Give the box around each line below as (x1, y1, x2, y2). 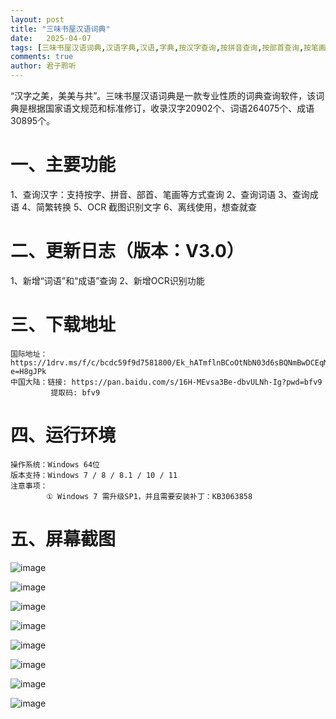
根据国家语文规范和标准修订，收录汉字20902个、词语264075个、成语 (27, 102, 315, 114)
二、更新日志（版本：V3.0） (10, 240, 245, 263)
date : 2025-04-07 (10, 33, 92, 43)
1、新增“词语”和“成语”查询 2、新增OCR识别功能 (10, 274, 205, 286)
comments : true (10, 52, 74, 62)
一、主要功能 (10, 154, 117, 176)
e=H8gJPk (10, 366, 47, 376)
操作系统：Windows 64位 (10, 459, 100, 470)
